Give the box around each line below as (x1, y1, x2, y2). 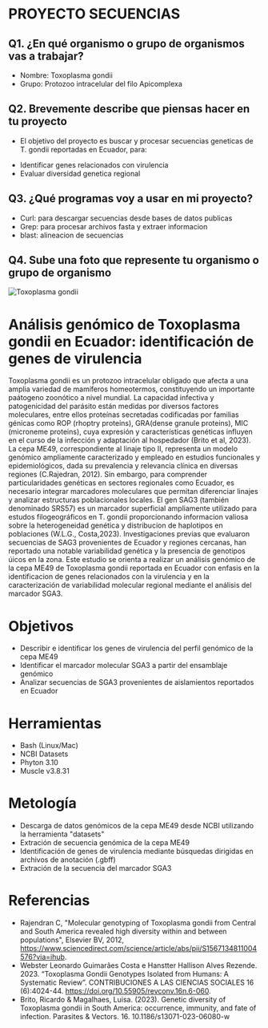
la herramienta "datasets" (19, 829, 105, 839)
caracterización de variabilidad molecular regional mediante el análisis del (8, 581, 252, 590)
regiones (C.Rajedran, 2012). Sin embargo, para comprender (8, 470, 208, 480)
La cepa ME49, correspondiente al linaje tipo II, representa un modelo (8, 444, 238, 454)
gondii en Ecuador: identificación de (8, 332, 254, 350)
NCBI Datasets (19, 749, 69, 759)
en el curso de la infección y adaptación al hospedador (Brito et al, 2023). (8, 435, 251, 445)
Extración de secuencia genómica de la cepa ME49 (19, 838, 190, 848)
